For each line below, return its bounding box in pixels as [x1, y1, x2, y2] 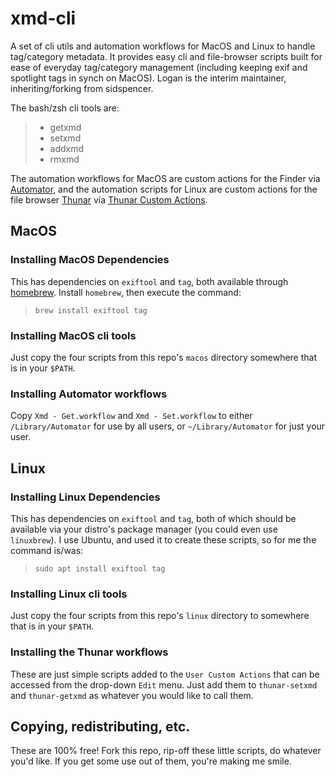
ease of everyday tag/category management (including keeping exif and [10, 61, 308, 73]
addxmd [49, 142, 85, 154]
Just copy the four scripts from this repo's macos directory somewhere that [10, 351, 318, 363]
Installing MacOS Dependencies [10, 253, 170, 267]
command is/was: [10, 544, 84, 556]
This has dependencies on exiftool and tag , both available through [10, 275, 289, 287]
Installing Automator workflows [10, 387, 168, 401]
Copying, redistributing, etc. [10, 718, 191, 735]
